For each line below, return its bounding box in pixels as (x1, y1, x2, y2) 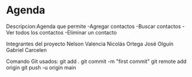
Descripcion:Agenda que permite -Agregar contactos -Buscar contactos (6, 23, 181, 30)
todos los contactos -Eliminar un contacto (15, 29, 117, 36)
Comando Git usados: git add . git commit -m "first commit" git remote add (6, 58, 187, 65)
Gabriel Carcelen (6, 46, 47, 53)
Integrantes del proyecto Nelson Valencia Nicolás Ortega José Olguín (6, 40, 174, 47)
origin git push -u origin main (6, 64, 76, 71)
